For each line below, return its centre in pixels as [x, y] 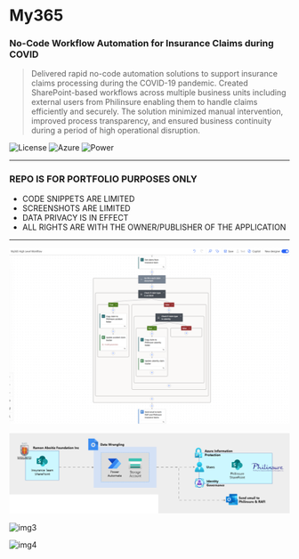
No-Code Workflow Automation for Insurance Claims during [141, 44]
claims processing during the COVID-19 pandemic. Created [140, 83]
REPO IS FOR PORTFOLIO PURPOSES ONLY [103, 179]
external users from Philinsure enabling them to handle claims [144, 102]
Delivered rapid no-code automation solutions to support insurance [154, 74]
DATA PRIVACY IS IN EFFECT [75, 217]
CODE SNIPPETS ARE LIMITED [78, 198]
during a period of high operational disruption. [115, 131]
